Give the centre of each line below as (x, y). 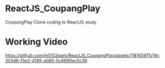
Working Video (37, 42)
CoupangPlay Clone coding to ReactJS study (51, 22)
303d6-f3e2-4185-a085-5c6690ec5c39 (46, 60)
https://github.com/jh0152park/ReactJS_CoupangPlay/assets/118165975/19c (82, 55)
